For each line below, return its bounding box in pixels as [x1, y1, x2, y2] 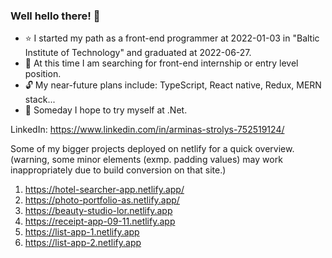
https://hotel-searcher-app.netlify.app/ [24, 184, 185, 196]
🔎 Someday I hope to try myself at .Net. [24, 104, 188, 116]
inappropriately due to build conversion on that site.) [10, 164, 227, 176]
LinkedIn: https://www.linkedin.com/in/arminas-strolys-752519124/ [10, 124, 285, 136]
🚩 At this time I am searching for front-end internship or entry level [24, 57, 299, 69]
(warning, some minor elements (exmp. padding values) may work [10, 154, 283, 166]
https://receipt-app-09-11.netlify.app [24, 215, 176, 228]
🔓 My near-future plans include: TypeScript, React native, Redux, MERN [24, 79, 322, 91]
